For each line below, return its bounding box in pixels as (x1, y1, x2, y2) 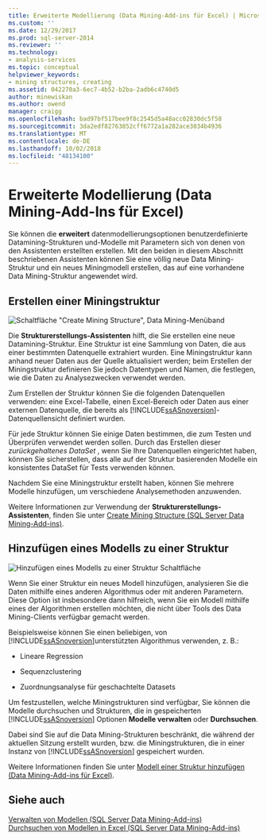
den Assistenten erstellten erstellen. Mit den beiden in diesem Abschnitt (8, 246, 244, 256)
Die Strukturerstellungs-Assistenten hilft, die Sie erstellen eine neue (8, 331, 236, 340)
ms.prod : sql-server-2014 (8, 33, 94, 42)
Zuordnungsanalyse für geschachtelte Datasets (19, 682, 176, 692)
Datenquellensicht (8, 414, 68, 423)
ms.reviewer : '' (8, 41, 62, 49)
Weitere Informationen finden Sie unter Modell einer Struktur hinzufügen (8, 761, 245, 771)
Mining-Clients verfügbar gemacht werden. (8, 612, 150, 622)
